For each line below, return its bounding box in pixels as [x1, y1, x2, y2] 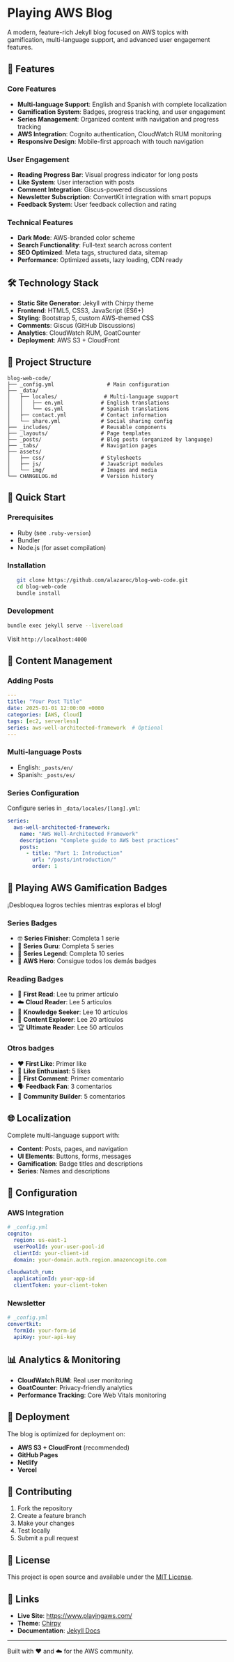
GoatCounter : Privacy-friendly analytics [17, 1383, 133, 1392]
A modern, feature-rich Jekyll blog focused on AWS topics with [7, 28, 189, 36]
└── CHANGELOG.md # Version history [7, 472, 155, 479]
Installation [7, 561, 47, 570]
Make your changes [17, 1519, 75, 1528]
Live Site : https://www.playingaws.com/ [17, 1611, 132, 1619]
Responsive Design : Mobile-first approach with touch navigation [17, 137, 204, 145]
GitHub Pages [17, 1450, 58, 1459]
